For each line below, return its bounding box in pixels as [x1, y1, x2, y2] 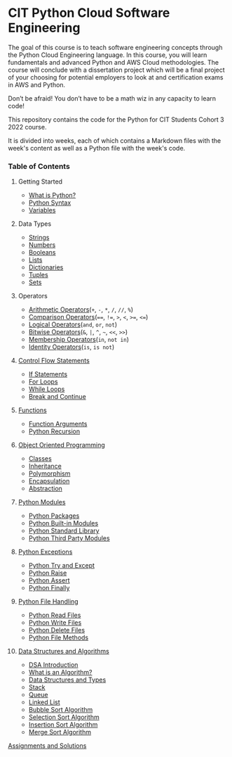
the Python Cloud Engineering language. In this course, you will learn [8, 51, 207, 59]
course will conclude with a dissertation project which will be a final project [8, 65, 225, 74]
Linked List [28, 698, 60, 706]
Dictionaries [28, 263, 64, 272]
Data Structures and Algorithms [18, 647, 109, 656]
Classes [28, 454, 52, 463]
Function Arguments [28, 420, 88, 428]
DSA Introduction [28, 661, 79, 669]
